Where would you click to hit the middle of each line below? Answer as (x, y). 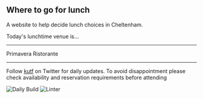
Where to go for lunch (48, 10)
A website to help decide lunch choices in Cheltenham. (75, 24)
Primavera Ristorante (32, 54)
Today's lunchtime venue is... (43, 36)
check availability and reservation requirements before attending (87, 77)
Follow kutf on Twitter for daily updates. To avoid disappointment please (96, 71)
